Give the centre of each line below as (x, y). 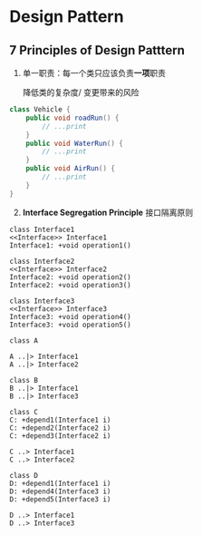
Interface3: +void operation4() (70, 316)
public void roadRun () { (72, 118)
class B (24, 380)
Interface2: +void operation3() (70, 285)
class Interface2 (42, 261)
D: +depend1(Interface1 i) (60, 483)
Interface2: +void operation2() (70, 277)
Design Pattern (67, 17)
